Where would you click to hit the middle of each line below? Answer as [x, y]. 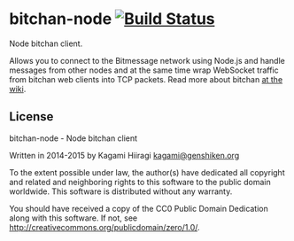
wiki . [18, 89]
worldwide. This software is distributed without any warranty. [121, 191]
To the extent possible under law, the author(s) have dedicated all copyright [147, 172]
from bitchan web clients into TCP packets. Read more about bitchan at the [146, 79]
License [31, 117]
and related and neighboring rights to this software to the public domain [140, 182]
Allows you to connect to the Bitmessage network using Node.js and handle [147, 60]
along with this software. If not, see [73, 218]
